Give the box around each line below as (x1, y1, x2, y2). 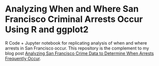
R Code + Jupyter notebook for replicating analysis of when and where (5, 40, 147, 46)
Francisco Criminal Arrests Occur (5, 14, 143, 25)
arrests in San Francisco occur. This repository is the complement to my (5, 45, 149, 51)
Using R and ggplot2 (5, 24, 89, 35)
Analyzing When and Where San (5, 3, 139, 15)
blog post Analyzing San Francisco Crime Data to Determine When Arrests (5, 50, 154, 56)
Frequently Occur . (5, 55, 41, 61)
